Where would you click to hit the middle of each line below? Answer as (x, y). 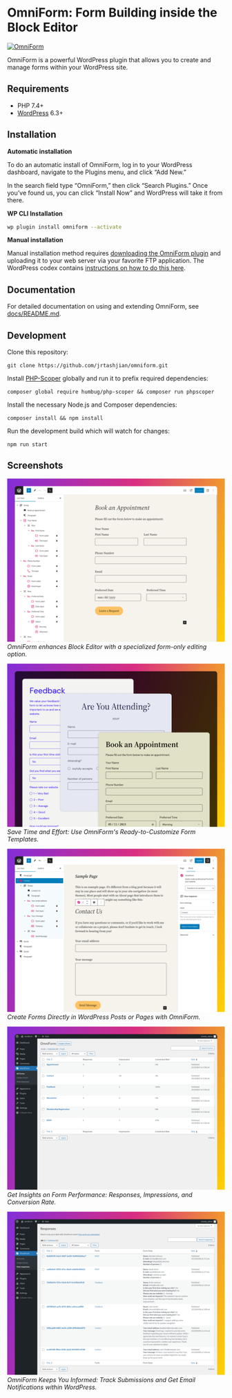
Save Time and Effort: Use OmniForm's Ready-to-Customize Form (101, 832)
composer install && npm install (55, 418)
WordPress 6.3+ (40, 113)
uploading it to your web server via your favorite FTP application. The (106, 261)
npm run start (28, 445)
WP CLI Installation (35, 213)
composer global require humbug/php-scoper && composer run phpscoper (111, 392)
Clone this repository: (38, 352)
